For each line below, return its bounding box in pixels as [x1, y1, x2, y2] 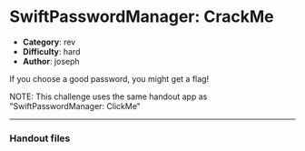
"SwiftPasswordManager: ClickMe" [9, 100, 141, 111]
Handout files [9, 132, 71, 145]
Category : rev [22, 36, 76, 47]
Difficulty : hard [22, 45, 81, 56]
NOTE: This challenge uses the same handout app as [9, 91, 208, 102]
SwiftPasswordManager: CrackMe [9, 6, 274, 27]
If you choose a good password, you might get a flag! [9, 73, 210, 84]
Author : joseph [22, 55, 80, 66]
